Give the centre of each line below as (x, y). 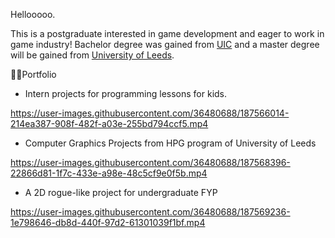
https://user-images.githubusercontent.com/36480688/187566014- (150, 113)
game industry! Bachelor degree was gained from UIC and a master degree (165, 44)
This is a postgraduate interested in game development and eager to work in (167, 33)
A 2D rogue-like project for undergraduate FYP (121, 192)
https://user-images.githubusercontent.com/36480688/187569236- (150, 212)
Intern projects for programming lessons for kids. (126, 93)
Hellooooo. (33, 14)
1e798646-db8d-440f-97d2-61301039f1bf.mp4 (108, 222)
